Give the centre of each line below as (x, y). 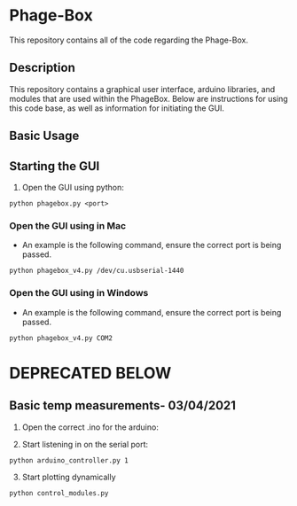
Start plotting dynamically (69, 477)
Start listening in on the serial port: (85, 444)
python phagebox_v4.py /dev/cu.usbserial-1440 (97, 271)
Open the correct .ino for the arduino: (90, 427)
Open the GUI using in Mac (68, 225)
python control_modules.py (59, 493)
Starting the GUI (55, 166)
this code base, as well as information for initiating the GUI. (117, 108)
